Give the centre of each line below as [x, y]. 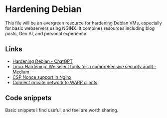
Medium [21, 72]
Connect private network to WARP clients [55, 82]
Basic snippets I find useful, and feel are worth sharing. [62, 110]
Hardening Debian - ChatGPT [43, 61]
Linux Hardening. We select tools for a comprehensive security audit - [84, 66]
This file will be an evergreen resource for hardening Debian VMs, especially [83, 23]
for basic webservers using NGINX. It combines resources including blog [80, 28]
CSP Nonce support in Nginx [42, 77]
